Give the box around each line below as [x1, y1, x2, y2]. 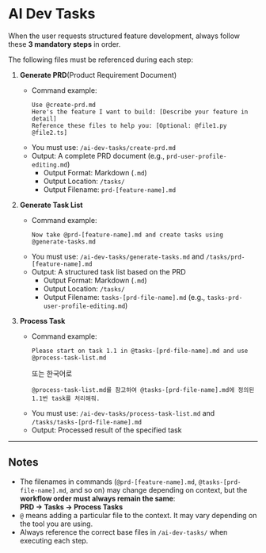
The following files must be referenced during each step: [8, 55, 194, 64]
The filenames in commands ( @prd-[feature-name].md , [19, 477, 197, 486]
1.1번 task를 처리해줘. [31, 394, 101, 402]
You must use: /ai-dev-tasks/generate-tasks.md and [31, 252, 204, 261]
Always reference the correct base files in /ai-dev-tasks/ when [19, 527, 228, 536]
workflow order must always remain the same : [19, 493, 176, 503]
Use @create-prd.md [31, 101, 97, 109]
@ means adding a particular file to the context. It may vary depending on [19, 510, 257, 520]
